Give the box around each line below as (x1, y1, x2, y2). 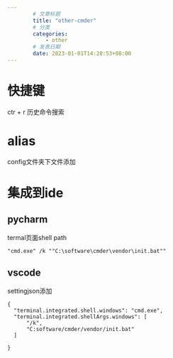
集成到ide (7, 185, 64, 201)
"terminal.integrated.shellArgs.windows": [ (13, 313, 147, 320)
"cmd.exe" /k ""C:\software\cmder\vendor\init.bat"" (7, 247, 167, 254)
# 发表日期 (33, 43, 61, 50)
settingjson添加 (7, 286, 52, 295)
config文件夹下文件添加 (7, 157, 76, 166)
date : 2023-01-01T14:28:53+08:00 (33, 50, 132, 58)
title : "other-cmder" (33, 17, 97, 24)
